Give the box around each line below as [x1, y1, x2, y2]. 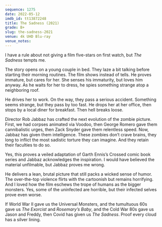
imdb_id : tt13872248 [5, 16, 47, 21]
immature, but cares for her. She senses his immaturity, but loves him [5, 77, 143, 82]
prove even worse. [5, 192, 42, 197]
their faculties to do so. [5, 142, 51, 148]
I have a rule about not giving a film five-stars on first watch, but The [5, 52, 142, 58]
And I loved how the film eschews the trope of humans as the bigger [5, 181, 141, 187]
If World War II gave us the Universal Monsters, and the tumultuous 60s [5, 201, 147, 207]
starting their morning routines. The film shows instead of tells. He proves [5, 71, 151, 78]
